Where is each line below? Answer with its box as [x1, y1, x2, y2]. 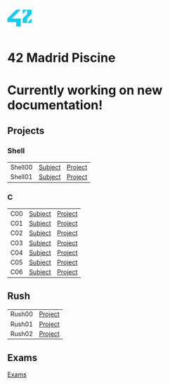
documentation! [7, 97, 103, 113]
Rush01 [10, 320, 34, 328]
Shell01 [10, 173, 33, 181]
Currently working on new [7, 82, 163, 98]
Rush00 [10, 310, 34, 318]
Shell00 [10, 163, 33, 171]
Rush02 [10, 329, 34, 338]
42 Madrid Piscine [7, 50, 116, 66]
